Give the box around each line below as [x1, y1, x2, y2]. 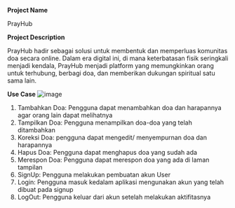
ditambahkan [17, 126, 56, 134]
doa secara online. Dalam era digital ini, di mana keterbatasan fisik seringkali [7, 54, 229, 62]
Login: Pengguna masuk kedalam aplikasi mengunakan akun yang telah [17, 178, 224, 186]
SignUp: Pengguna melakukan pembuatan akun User [17, 171, 170, 179]
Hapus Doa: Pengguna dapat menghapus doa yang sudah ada [17, 148, 198, 156]
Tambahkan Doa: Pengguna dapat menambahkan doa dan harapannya [17, 104, 222, 111]
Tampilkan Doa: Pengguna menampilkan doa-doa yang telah [17, 118, 193, 127]
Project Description [7, 33, 65, 41]
